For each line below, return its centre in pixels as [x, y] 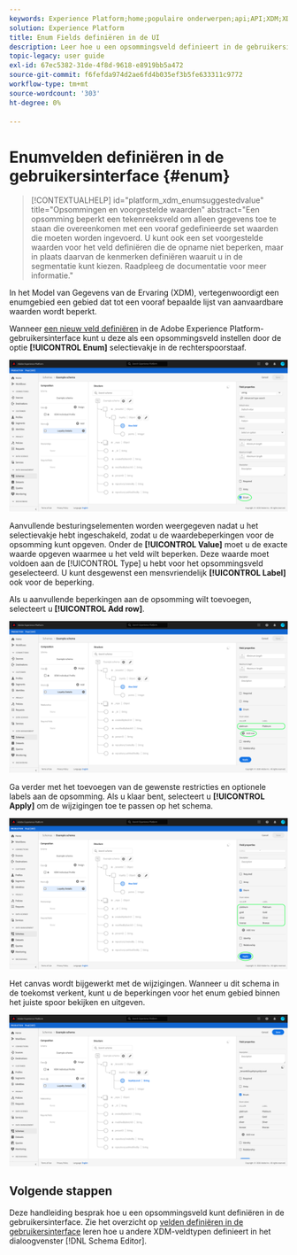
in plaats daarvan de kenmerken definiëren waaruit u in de [137, 257]
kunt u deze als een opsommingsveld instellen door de [182, 338]
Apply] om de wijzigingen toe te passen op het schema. [111, 805]
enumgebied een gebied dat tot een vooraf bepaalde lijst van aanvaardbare [146, 302]
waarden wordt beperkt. [53, 312]
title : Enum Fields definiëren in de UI [85, 37]
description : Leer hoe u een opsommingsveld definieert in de [126, 47]
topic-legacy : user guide [57, 56]
